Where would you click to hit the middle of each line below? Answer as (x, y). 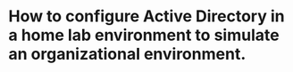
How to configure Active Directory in (146, 16)
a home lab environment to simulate (144, 35)
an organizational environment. (127, 54)
